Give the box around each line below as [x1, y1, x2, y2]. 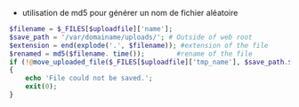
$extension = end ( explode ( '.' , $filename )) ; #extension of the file [9, 41, 269, 50]
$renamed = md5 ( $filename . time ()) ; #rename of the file [9, 49, 253, 58]
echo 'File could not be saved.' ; [25, 74, 153, 83]
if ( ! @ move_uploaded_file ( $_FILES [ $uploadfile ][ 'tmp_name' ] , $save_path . [9, 57, 289, 66]
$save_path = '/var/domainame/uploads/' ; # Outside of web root [9, 33, 253, 42]
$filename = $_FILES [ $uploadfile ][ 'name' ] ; [9, 25, 174, 34]
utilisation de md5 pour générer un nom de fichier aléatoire [21, 8, 238, 18]
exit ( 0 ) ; [25, 82, 58, 91]
